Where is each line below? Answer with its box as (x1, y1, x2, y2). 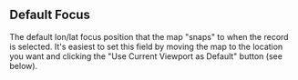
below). (9, 60, 38, 71)
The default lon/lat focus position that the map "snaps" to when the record (9, 31, 289, 42)
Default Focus (9, 7, 91, 23)
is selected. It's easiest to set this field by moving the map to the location (9, 41, 283, 52)
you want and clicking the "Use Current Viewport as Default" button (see (9, 50, 283, 62)
